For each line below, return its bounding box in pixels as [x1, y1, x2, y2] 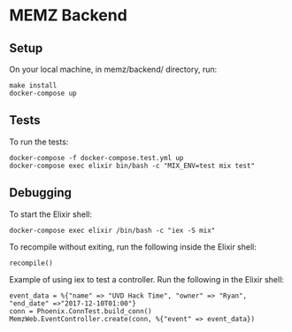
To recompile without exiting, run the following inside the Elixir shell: [9, 241, 257, 252]
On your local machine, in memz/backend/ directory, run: [9, 64, 218, 74]
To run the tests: [9, 136, 69, 147]
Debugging [9, 185, 73, 200]
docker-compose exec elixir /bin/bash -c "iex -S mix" [9, 226, 216, 235]
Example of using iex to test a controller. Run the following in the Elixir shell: [9, 274, 285, 284]
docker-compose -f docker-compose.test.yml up [9, 153, 184, 162]
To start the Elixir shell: [9, 209, 93, 220]
